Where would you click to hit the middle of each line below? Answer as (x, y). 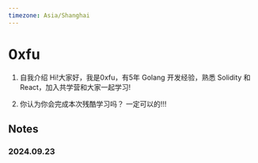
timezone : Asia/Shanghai (49, 15)
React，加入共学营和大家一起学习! (75, 87)
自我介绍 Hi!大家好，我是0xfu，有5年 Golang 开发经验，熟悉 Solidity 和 (135, 77)
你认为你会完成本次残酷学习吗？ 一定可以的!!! (93, 104)
